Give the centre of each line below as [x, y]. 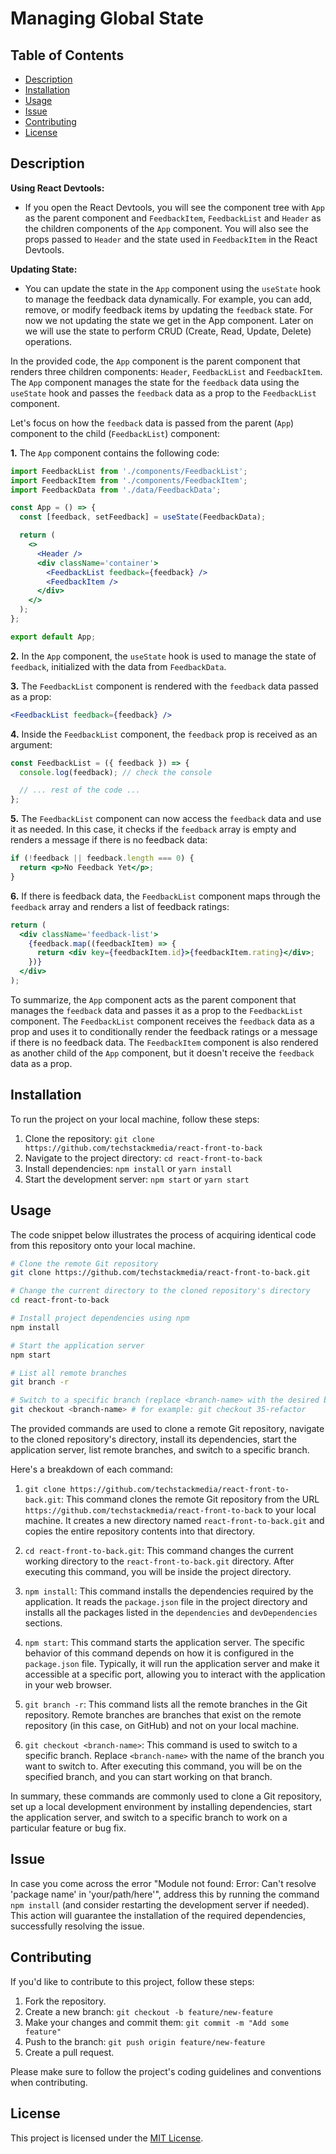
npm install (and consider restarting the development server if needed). [160, 1904]
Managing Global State [107, 18]
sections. [43, 1623]
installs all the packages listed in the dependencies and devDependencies [171, 1613]
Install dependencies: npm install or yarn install [128, 1168]
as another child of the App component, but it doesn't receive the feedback [162, 1053]
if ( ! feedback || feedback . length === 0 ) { [102, 858]
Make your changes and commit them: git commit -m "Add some [157, 2022]
